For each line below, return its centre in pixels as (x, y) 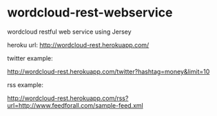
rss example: (25, 84)
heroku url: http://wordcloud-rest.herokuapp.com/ (78, 45)
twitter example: (30, 58)
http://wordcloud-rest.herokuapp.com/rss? (68, 98)
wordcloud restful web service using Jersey (70, 32)
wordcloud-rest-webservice (90, 13)
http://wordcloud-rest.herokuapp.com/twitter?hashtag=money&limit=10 (108, 71)
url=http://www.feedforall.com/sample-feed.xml (75, 105)
